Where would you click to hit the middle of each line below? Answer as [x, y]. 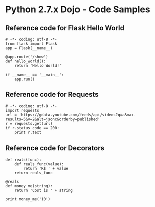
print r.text [28, 132]
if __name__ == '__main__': [35, 75]
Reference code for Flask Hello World [65, 28]
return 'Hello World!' [38, 66]
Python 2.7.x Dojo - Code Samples [78, 9]
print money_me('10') [28, 199]
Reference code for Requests [52, 94]
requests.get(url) [33, 124]
